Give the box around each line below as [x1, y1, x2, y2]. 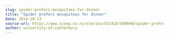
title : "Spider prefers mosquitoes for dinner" [5, 12, 107, 17]
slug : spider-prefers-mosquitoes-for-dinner [5, 7, 100, 12]
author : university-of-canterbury [5, 26, 78, 31]
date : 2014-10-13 [5, 16, 42, 21]
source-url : [5, 21, 30, 26]
